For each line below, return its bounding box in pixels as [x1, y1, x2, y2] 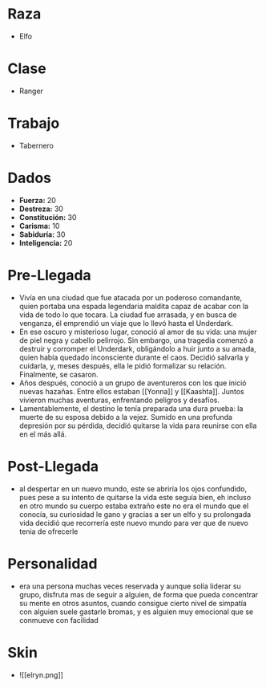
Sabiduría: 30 [18, 230, 66, 239]
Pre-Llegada [7, 266, 91, 284]
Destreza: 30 [18, 204, 63, 214]
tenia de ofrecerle [18, 527, 79, 536]
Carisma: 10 [18, 221, 60, 230]
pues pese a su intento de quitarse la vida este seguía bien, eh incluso [18, 492, 252, 502]
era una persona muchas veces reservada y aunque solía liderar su [18, 581, 241, 591]
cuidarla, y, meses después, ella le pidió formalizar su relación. [18, 360, 227, 370]
